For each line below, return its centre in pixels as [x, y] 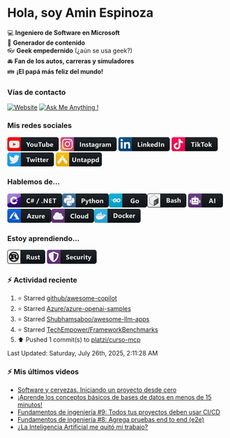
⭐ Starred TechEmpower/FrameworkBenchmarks [87, 330]
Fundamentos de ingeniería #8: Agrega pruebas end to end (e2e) [110, 419]
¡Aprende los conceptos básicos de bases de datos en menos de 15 [114, 397]
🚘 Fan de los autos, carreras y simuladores [71, 61]
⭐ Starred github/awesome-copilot [67, 298]
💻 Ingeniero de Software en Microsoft [63, 32]
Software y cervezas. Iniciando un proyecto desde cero [97, 390]
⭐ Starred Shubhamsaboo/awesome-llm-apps [83, 319]
